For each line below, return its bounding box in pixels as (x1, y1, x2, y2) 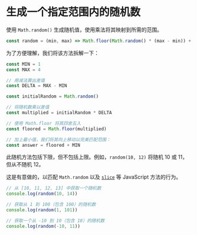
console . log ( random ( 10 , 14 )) (6, 191, 78, 197)
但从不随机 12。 (6, 161, 44, 168)
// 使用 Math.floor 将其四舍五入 (6, 120, 81, 126)
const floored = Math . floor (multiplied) (6, 125, 107, 132)
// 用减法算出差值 (6, 78, 45, 83)
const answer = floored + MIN (6, 142, 81, 148)
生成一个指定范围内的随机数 (6, 5, 141, 19)
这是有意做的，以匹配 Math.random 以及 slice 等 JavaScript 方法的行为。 (6, 173, 182, 181)
